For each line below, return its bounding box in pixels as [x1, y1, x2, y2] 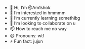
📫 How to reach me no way [9, 26, 67, 31]
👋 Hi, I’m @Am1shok [9, 5, 51, 10]
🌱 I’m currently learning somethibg [9, 15, 81, 21]
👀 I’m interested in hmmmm [9, 10, 66, 16]
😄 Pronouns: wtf [9, 33, 44, 39]
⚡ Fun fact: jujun [9, 38, 43, 44]
